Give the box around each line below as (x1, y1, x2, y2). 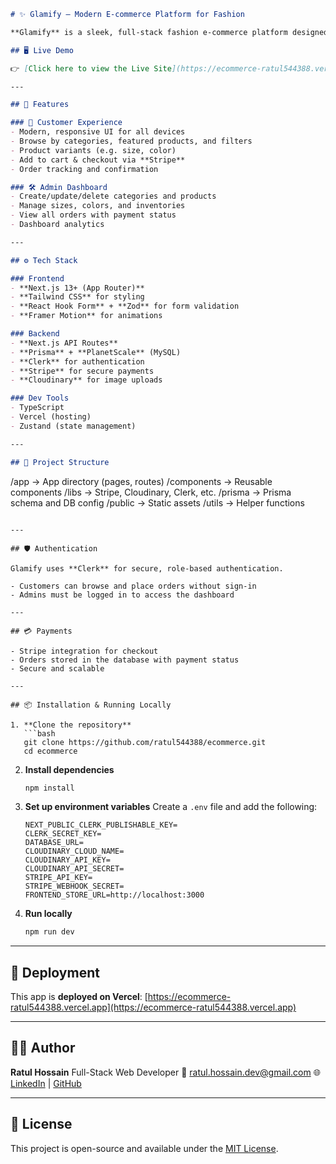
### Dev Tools (10, 393, 70, 404)
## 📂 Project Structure (10, 457, 110, 467)
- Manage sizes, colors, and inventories (10, 201, 186, 211)
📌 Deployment (10, 964, 100, 981)
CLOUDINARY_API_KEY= (24, 855, 111, 865)
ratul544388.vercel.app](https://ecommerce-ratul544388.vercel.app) (10, 1001, 297, 1014)
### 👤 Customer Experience (10, 118, 123, 128)
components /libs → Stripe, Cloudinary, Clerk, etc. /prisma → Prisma (10, 486, 292, 498)
